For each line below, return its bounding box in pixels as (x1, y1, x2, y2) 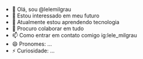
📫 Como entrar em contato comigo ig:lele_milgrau (11, 32, 137, 39)
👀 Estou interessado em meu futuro (11, 12, 100, 19)
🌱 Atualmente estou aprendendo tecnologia (11, 19, 120, 25)
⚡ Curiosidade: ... (11, 47, 55, 54)
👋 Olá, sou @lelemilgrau (11, 6, 71, 13)
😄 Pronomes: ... (11, 40, 52, 48)
